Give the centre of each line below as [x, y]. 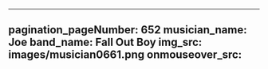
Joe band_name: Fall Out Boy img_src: [105, 42]
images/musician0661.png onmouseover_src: [125, 55]
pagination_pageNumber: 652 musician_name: [128, 30]
